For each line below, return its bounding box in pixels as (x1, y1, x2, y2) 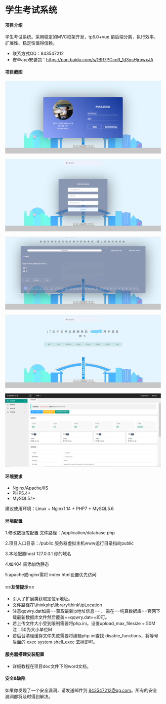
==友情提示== (5, 584, 35, 590)
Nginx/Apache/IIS (12, 485, 48, 491)
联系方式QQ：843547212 (12, 50, 64, 57)
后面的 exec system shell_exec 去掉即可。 (12, 639, 98, 645)
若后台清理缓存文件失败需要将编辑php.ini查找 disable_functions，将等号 (12, 633, 159, 639)
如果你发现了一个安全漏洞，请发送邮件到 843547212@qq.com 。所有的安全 (5, 687, 157, 693)
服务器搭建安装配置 (5, 651, 44, 657)
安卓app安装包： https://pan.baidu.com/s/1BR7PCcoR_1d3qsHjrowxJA (12, 57, 154, 63)
